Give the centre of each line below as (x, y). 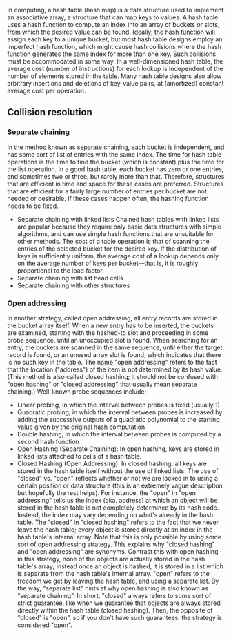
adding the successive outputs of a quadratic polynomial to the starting (118, 419)
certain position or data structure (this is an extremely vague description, (121, 485)
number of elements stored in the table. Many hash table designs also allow (114, 76)
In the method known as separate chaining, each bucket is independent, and (116, 147)
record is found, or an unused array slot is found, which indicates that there (114, 354)
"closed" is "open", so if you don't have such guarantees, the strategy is (120, 617)
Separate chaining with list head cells (70, 278)
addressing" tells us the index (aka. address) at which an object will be (118, 500)
